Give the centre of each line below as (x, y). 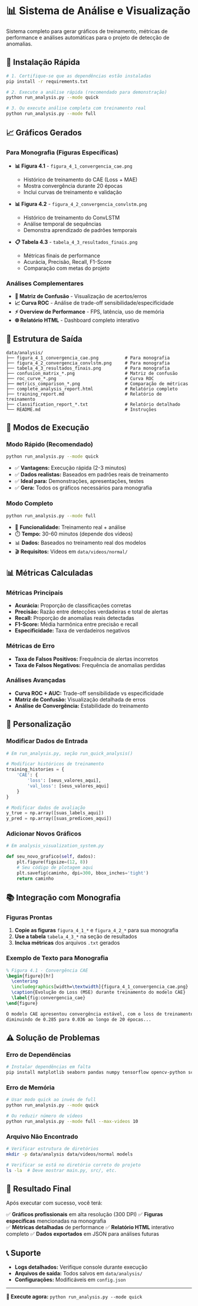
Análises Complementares (45, 283)
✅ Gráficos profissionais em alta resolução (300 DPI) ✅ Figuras (85, 1214)
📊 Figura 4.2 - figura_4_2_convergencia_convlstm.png (81, 204)
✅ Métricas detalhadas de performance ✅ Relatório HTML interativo (90, 1227)
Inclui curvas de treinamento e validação (73, 192)
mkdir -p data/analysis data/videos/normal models (70, 1154)
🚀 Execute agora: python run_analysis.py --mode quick (74, 1297)
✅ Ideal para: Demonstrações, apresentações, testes (79, 481)
